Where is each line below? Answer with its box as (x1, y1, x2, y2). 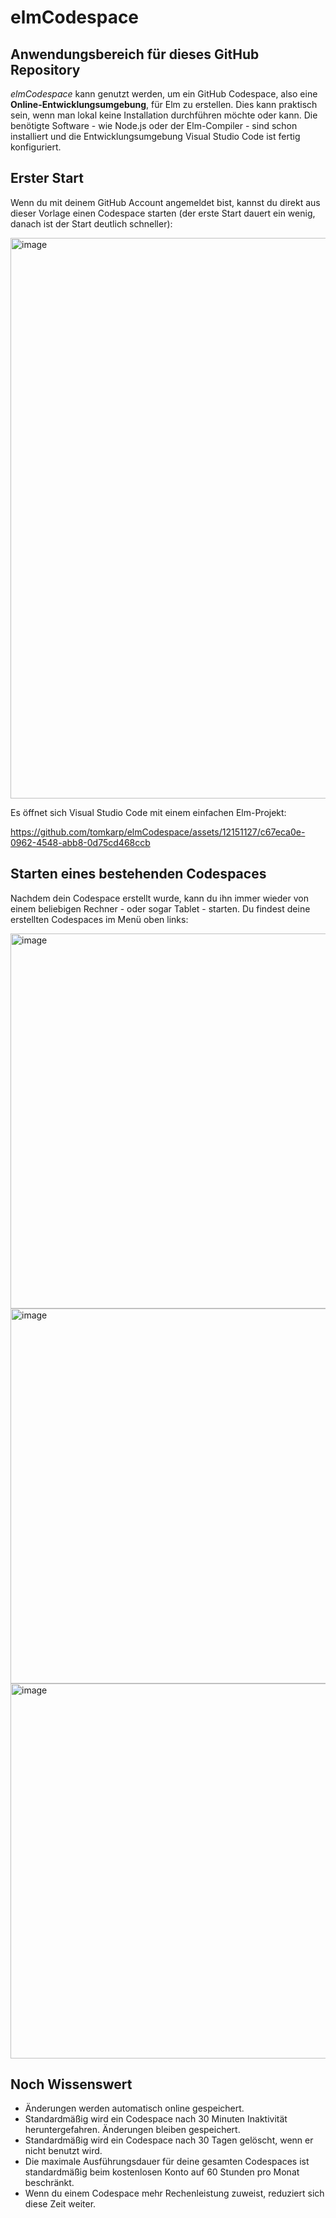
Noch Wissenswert (10, 2076, 133, 2093)
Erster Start (10, 170, 84, 187)
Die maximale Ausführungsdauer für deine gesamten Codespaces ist (24, 2156, 310, 2168)
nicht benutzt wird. (24, 2145, 103, 2157)
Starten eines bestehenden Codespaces (10, 866, 267, 883)
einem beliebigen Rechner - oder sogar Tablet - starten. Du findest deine (10, 902, 311, 915)
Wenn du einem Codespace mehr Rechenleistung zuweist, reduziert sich (24, 2187, 325, 2200)
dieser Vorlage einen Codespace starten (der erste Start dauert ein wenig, (10, 207, 316, 219)
